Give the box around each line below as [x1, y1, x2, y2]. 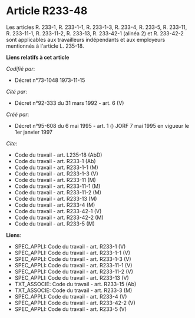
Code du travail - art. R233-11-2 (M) [14, 188, 102, 196]
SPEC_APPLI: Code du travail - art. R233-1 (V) [14, 243, 126, 250]
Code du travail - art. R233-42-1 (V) [14, 207, 102, 214]
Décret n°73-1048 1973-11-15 [14, 77, 85, 84]
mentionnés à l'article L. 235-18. [6, 42, 84, 49]
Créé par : [6, 111, 29, 118]
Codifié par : [6, 65, 35, 72]
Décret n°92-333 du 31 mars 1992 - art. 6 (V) [14, 99, 124, 107]
